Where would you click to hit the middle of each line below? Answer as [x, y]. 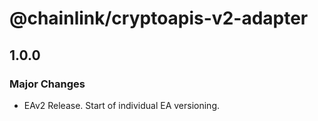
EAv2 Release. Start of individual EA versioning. [122, 105]
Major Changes [47, 84]
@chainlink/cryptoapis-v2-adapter [159, 18]
